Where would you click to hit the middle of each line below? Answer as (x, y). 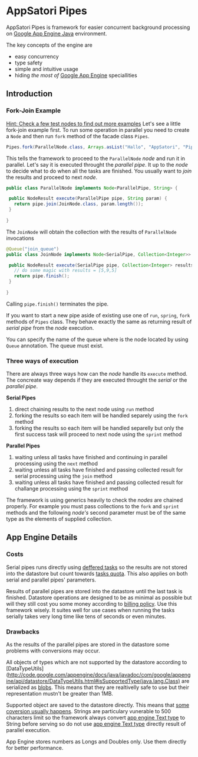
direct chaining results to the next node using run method (84, 410)
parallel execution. (29, 730)
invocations (20, 238)
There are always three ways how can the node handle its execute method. (97, 374)
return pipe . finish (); (42, 276)
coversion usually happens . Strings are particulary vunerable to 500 (88, 711)
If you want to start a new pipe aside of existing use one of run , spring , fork (98, 315)
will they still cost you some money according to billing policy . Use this (92, 603)
